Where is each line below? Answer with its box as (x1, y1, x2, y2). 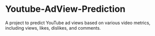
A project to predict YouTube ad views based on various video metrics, (5, 20, 151, 26)
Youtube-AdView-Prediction (5, 3, 126, 15)
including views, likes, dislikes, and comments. (5, 25, 101, 31)
